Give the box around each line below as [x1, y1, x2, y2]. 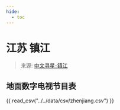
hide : [6, 8, 20, 15]
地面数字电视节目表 [6, 81, 76, 91]
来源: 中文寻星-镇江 [20, 62, 68, 69]
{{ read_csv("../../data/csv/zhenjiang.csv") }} [6, 97, 114, 104]
